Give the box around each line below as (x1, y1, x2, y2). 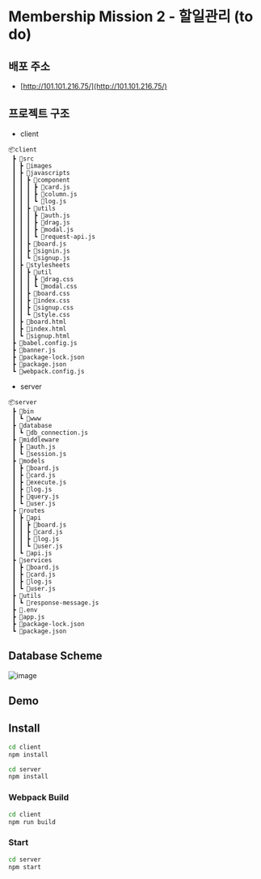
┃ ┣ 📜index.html (11, 325, 67, 333)
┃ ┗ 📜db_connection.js (11, 429, 89, 437)
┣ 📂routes (11, 506, 45, 514)
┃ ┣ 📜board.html (11, 318, 67, 326)
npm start (8, 863, 42, 871)
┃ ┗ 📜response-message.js (11, 599, 99, 607)
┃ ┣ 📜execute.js (11, 478, 67, 486)
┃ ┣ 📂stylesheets (11, 261, 70, 269)
